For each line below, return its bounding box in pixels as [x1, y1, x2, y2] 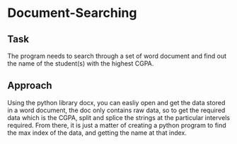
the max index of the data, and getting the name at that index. [7, 128, 187, 137]
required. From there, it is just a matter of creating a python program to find [7, 121, 226, 129]
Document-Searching [7, 5, 137, 21]
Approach [7, 80, 52, 92]
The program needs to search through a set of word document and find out [7, 52, 227, 60]
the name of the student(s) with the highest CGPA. [7, 59, 154, 68]
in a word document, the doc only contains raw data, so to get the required [7, 106, 226, 114]
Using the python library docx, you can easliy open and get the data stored [7, 98, 226, 107]
